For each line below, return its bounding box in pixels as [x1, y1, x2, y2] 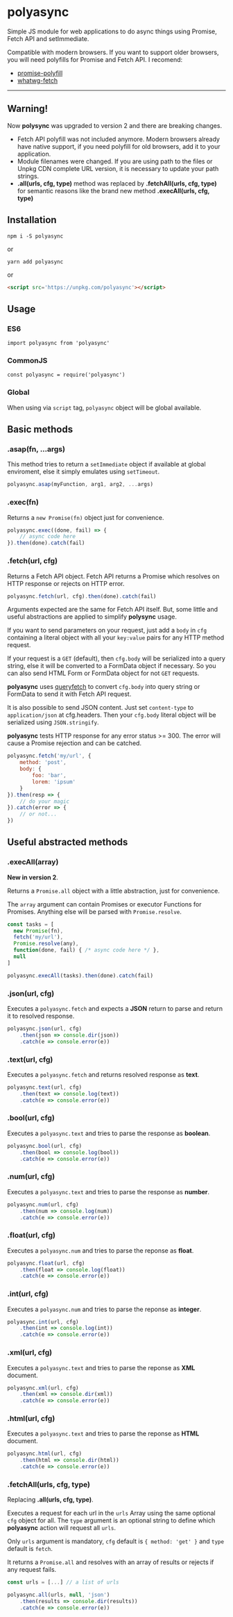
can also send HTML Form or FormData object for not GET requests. [7, 669, 200, 678]
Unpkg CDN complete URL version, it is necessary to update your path [17, 164, 219, 172]
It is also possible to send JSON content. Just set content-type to [7, 704, 194, 712]
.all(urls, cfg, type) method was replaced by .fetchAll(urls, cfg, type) [17, 179, 217, 188]
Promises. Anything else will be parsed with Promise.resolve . [7, 907, 182, 916]
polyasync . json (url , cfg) [7, 1025, 82, 1032]
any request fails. [7, 1566, 57, 1574]
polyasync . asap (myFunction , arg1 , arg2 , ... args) [7, 481, 154, 488]
